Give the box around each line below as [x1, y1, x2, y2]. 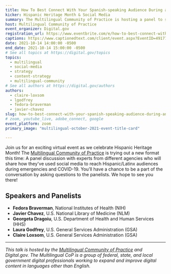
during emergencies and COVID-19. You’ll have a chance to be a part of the [5, 166, 163, 172]
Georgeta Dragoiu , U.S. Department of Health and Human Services [12, 216, 154, 222]
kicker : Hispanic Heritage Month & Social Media [5, 12, 110, 17]
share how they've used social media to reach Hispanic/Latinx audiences [5, 160, 159, 167]
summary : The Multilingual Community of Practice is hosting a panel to [5, 17, 163, 22]
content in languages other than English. [5, 263, 91, 269]
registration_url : [5, 31, 44, 36]
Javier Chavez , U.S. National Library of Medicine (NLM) [12, 210, 130, 216]
